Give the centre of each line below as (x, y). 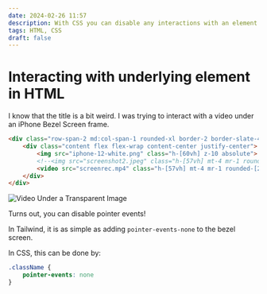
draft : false (30, 38)
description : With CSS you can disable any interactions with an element (133, 23)
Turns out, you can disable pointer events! (77, 214)
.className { (30, 268)
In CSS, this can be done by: (55, 253)
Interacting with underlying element (130, 77)
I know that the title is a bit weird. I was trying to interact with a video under (131, 116)
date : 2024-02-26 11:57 (48, 15)
